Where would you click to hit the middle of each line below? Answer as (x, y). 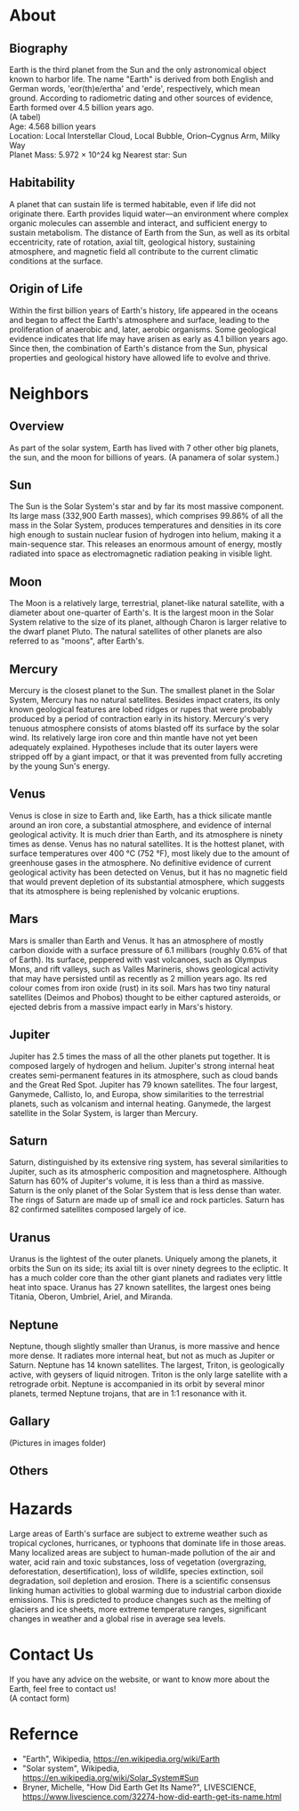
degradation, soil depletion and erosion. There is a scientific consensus (140, 1581)
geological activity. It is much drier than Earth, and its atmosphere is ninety (146, 834)
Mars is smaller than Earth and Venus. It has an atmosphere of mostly (137, 941)
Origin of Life (46, 289)
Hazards (41, 1509)
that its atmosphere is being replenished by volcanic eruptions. (125, 891)
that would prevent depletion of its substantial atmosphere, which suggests (147, 881)
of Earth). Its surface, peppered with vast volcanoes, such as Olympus (138, 959)
